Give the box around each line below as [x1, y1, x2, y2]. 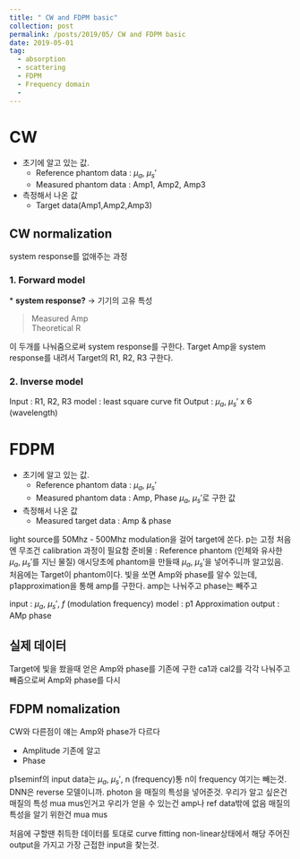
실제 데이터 [9, 638, 67, 653]
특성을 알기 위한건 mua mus [9, 809, 108, 820]
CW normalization [9, 226, 113, 241]
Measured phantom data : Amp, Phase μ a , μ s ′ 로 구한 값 [35, 492, 236, 505]
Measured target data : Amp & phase [35, 515, 172, 525]
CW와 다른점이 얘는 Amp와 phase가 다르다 [9, 726, 161, 737]
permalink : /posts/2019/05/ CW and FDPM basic [9, 30, 186, 39]
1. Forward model [9, 273, 86, 286]
